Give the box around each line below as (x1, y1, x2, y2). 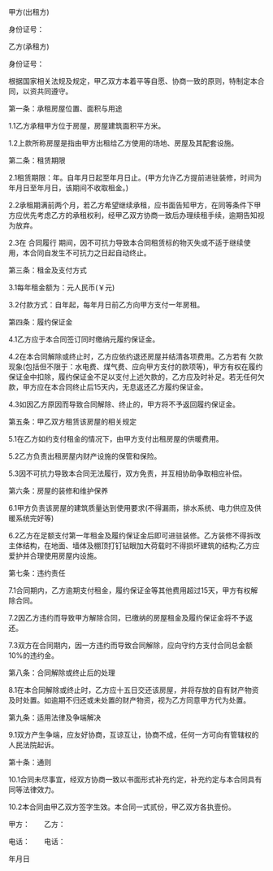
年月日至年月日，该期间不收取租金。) (8, 183, 129, 193)
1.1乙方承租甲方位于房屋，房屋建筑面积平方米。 (8, 121, 166, 130)
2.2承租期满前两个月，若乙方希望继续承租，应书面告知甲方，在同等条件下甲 (8, 200, 262, 210)
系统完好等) (15, 513, 54, 523)
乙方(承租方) (8, 41, 50, 51)
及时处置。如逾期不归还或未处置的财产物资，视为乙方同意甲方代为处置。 (8, 695, 250, 705)
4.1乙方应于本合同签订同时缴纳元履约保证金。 (8, 334, 160, 344)
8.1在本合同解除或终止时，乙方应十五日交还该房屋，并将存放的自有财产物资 (8, 686, 259, 695)
